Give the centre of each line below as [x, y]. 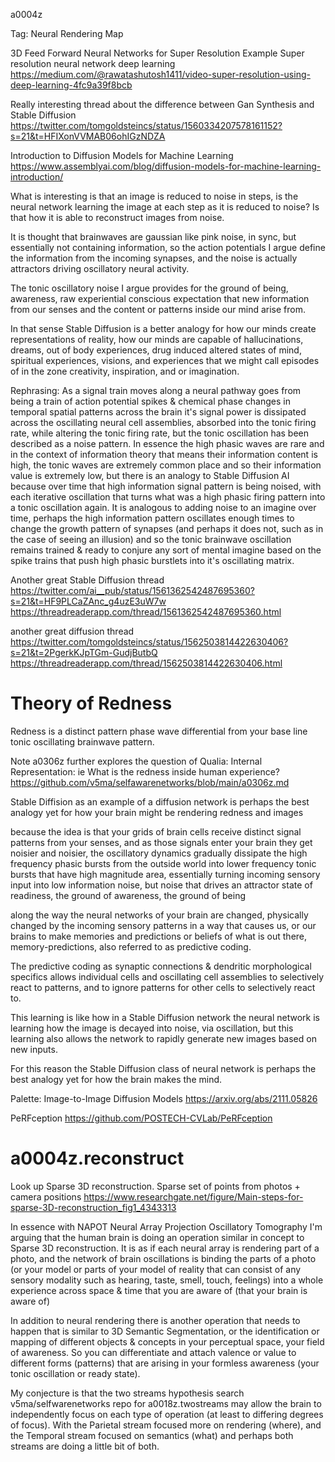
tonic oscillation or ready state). [75, 1373]
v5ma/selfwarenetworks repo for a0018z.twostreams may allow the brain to [166, 1403]
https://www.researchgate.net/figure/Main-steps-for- [193, 1196]
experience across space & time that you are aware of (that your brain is [159, 1290]
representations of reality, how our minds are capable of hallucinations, [157, 339]
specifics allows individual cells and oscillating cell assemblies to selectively [167, 976]
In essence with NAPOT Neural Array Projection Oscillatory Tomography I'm [166, 1226]
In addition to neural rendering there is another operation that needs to [155, 1320]
